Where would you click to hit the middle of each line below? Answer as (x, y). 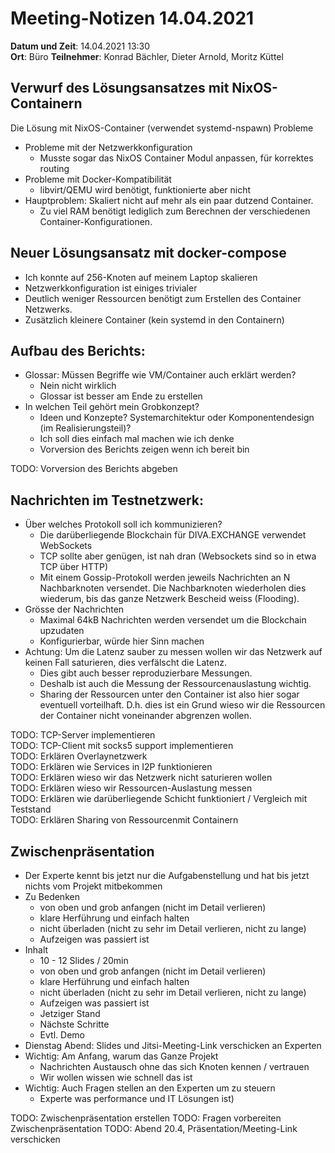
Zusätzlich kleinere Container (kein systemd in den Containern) (154, 319)
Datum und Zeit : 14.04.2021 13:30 (80, 46)
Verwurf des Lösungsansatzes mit (120, 88)
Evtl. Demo (62, 1035)
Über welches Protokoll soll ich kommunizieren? (123, 524)
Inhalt (36, 950)
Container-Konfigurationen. (96, 221)
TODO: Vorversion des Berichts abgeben (94, 469)
